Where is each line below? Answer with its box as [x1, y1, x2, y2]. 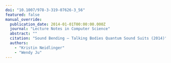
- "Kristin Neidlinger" [14, 45, 65, 50]
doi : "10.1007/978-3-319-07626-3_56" [5, 7, 85, 13]
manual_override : [5, 17, 42, 22]
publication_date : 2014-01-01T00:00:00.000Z [10, 21, 106, 27]
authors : [10, 41, 28, 46]
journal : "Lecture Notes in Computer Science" [10, 26, 110, 31]
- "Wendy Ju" [14, 50, 42, 55]
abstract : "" [10, 31, 38, 36]
